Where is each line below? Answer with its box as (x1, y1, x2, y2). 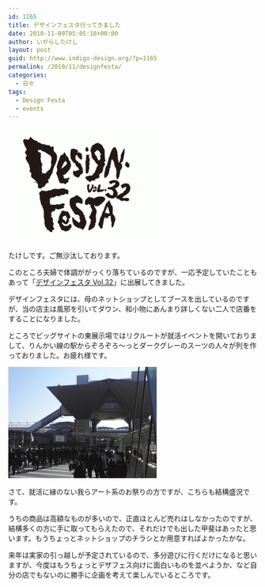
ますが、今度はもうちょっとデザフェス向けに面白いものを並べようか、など (8, 560, 251, 570)
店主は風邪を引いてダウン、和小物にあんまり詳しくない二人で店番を (35, 305, 257, 314)
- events (15, 104, 44, 112)
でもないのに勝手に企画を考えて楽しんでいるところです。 (28, 570, 215, 580)
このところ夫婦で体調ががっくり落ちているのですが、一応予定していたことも (8, 267, 258, 277)
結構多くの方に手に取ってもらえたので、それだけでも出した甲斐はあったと (8, 524, 251, 533)
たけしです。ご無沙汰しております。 (8, 251, 124, 260)
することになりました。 (8, 314, 85, 324)
